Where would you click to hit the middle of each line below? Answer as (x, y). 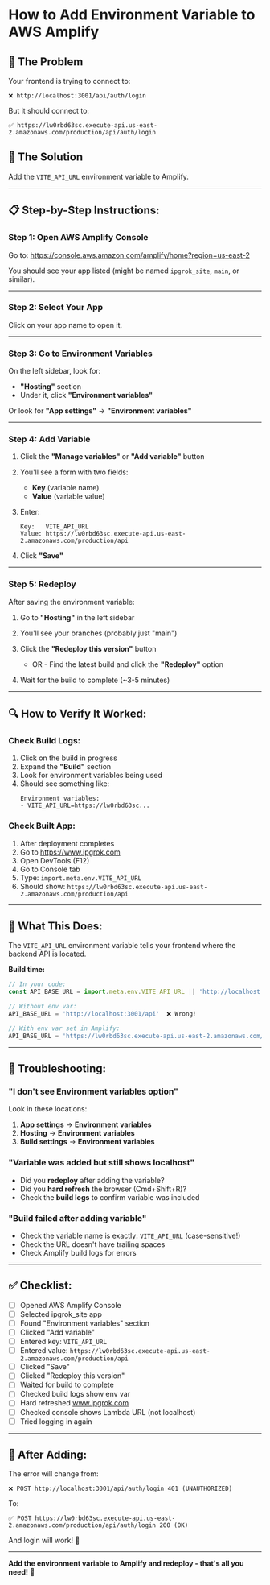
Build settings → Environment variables (87, 1142)
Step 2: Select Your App (56, 308)
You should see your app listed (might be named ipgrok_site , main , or (124, 271)
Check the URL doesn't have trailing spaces (92, 1244)
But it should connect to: (49, 111)
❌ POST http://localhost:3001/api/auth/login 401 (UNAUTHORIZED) (121, 1489)
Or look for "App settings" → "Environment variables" (100, 411)
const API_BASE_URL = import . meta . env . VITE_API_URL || (102, 992)
